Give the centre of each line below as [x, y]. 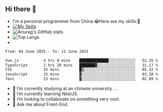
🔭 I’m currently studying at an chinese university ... [65, 89]
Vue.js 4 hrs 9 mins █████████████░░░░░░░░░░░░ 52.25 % [81, 60]
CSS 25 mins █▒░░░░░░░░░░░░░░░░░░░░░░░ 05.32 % [81, 70]
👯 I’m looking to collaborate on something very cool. [66, 99]
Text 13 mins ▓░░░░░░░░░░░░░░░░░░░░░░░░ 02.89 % [81, 79]
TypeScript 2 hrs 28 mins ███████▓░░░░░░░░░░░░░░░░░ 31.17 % [81, 65]
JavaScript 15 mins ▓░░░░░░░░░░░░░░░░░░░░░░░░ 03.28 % [81, 74]
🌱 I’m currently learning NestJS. [45, 94]
